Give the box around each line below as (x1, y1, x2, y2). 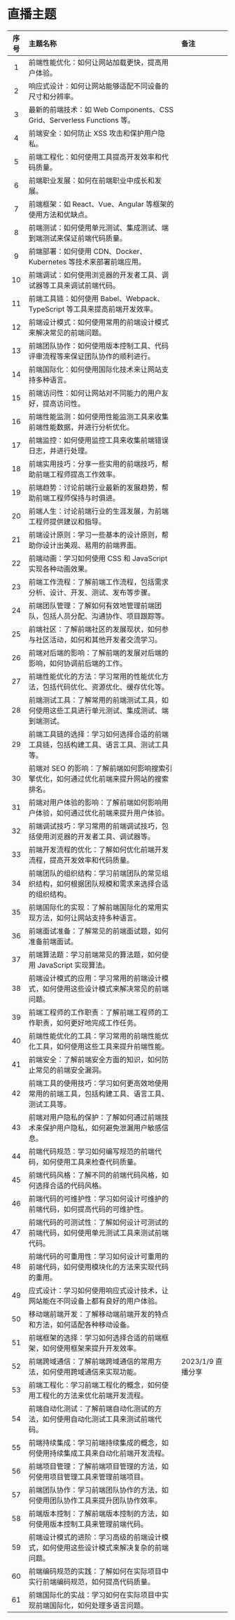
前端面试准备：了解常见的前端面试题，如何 (28, 926, 169, 936)
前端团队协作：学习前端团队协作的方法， (28, 1485, 162, 1495)
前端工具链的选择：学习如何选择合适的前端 (28, 729, 169, 739)
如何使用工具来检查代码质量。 (42, 1157, 141, 1167)
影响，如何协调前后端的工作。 (28, 658, 127, 668)
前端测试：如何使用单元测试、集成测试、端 (28, 223, 169, 232)
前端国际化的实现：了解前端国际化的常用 (28, 902, 162, 912)
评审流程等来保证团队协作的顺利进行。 (28, 351, 155, 361)
